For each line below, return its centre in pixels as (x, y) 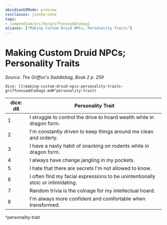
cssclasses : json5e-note (31, 14)
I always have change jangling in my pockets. (82, 160)
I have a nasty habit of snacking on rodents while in (89, 146)
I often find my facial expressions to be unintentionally (92, 176)
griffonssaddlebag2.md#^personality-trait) (51, 91)
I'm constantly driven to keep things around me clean (92, 131)
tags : (11, 19)
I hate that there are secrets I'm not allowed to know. (91, 168)
